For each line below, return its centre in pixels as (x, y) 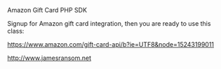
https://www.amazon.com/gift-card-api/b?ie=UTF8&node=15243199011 (111, 44)
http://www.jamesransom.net (49, 58)
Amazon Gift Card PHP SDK (47, 10)
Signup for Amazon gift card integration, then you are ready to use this (109, 23)
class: (16, 31)
